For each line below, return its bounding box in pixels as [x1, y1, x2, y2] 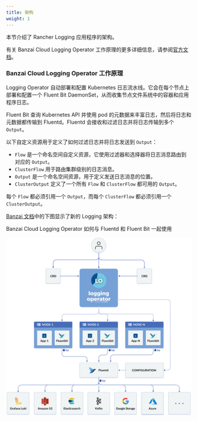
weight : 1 [6, 15, 31, 22]
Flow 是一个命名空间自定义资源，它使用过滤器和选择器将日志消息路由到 [14, 151, 187, 158]
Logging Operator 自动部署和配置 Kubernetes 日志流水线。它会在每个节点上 [6, 84, 190, 91]
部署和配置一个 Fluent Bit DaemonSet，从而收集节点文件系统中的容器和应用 [6, 91, 189, 98]
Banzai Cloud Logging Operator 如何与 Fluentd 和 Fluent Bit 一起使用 [6, 225, 172, 232]
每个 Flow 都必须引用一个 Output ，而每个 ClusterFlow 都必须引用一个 [6, 193, 172, 200]
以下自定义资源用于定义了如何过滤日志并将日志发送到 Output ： [6, 138, 158, 145]
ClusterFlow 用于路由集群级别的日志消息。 [14, 165, 118, 173]
